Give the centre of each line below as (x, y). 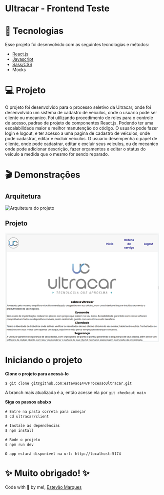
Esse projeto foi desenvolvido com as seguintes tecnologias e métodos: (77, 45)
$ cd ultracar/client (27, 416)
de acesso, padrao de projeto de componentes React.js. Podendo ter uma (79, 123)
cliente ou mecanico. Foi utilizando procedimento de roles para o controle (79, 118)
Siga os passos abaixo (28, 402)
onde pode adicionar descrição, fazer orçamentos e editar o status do (75, 149)
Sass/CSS (22, 65)
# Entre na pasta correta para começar (46, 411)
